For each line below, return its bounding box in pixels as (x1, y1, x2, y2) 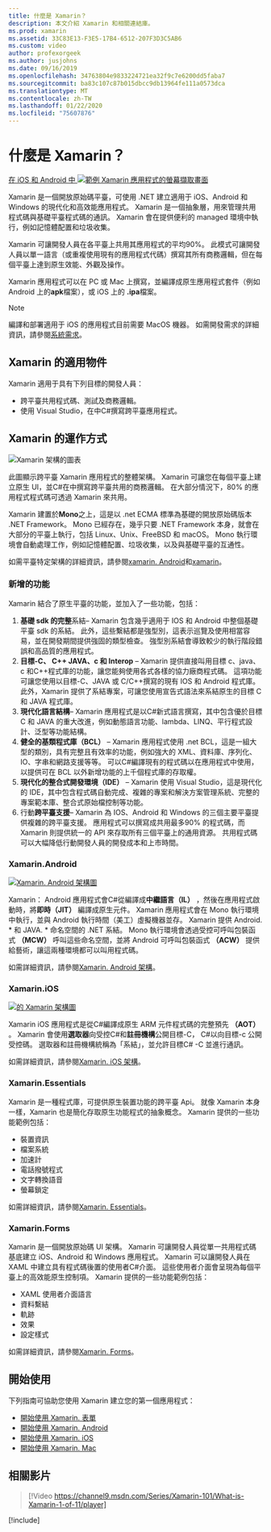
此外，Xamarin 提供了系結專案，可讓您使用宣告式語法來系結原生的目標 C (19, 686, 262, 696)
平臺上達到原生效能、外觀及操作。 (15, 259, 129, 269)
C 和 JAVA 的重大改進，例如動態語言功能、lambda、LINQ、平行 (19, 716, 232, 726)
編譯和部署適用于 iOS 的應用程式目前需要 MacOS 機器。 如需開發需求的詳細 (8, 320, 260, 329)
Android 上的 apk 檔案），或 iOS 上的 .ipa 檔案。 (8, 287, 161, 296)
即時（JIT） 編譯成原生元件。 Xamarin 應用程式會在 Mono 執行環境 (36, 905, 260, 915)
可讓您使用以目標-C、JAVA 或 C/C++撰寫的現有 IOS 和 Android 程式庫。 (19, 676, 261, 686)
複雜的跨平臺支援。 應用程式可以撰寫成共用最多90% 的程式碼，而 (27, 817, 245, 827)
